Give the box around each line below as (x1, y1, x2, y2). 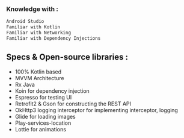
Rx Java (14, 81, 35, 88)
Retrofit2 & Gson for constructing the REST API (14, 100, 131, 107)
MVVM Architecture (14, 74, 64, 81)
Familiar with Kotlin (6, 24, 61, 30)
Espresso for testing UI (14, 93, 72, 101)
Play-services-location (14, 119, 72, 127)
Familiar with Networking (6, 30, 71, 36)
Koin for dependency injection (14, 87, 90, 95)
